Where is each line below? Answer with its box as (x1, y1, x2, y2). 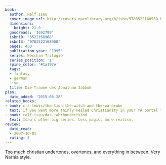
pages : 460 (9, 44, 32, 49)
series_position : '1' (9, 58, 54, 63)
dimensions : (9, 21, 35, 26)
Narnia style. (5, 154, 31, 160)
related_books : (5, 99, 37, 104)
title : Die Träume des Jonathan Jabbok (9, 85, 92, 90)
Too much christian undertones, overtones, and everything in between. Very (5, 149, 161, 155)
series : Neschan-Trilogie (9, 53, 63, 58)
